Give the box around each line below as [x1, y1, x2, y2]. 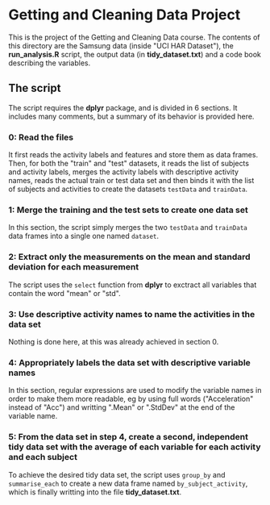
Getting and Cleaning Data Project [8, 6, 241, 24]
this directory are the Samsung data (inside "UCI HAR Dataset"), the [8, 40, 234, 50]
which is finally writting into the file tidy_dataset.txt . [8, 486, 182, 497]
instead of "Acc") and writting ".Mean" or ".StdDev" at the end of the [8, 403, 235, 412]
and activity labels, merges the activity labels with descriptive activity [8, 167, 239, 177]
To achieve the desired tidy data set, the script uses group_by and [8, 470, 226, 479]
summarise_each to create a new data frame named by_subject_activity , [8, 478, 248, 488]
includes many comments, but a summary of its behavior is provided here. [8, 111, 255, 121]
